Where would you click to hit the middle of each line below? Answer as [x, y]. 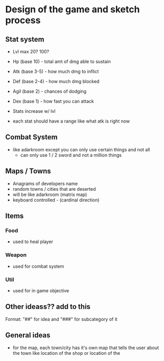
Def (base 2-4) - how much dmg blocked [56, 81]
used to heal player [33, 242]
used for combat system [38, 266]
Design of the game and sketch [73, 9]
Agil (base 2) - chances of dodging [50, 91]
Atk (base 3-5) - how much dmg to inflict [56, 71]
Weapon [16, 255]
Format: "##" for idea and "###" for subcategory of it [61, 319]
